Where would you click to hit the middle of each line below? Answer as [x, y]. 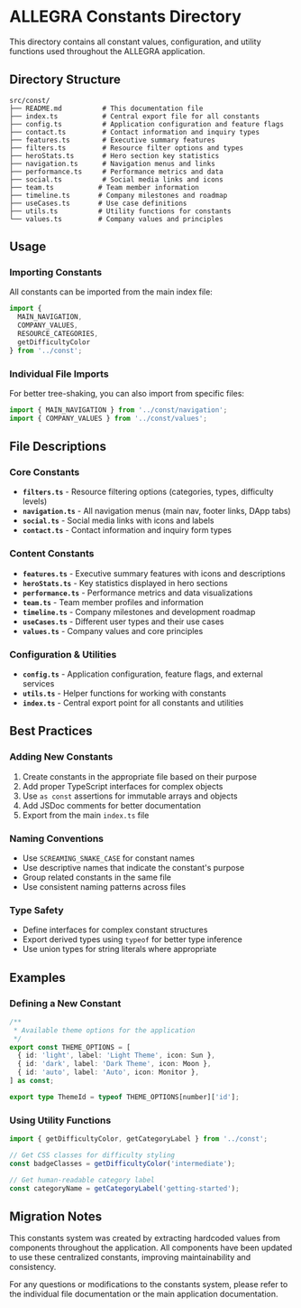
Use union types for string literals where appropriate [119, 949]
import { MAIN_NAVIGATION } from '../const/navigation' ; [119, 410]
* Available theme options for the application [104, 1030]
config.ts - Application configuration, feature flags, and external [142, 674]
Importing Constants [55, 273]
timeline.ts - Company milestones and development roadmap [139, 612]
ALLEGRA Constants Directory [125, 17]
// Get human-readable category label [82, 1180]
